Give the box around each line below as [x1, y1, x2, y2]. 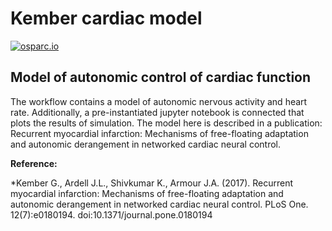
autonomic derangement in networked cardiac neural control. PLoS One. [10, 198, 309, 210]
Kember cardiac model [10, 7, 203, 30]
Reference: [10, 157, 58, 169]
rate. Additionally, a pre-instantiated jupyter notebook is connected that [10, 106, 305, 118]
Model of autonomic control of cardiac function [10, 69, 312, 86]
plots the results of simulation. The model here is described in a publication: [10, 117, 323, 129]
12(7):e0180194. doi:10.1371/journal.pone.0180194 [10, 208, 213, 221]
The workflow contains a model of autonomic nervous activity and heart [10, 95, 308, 107]
